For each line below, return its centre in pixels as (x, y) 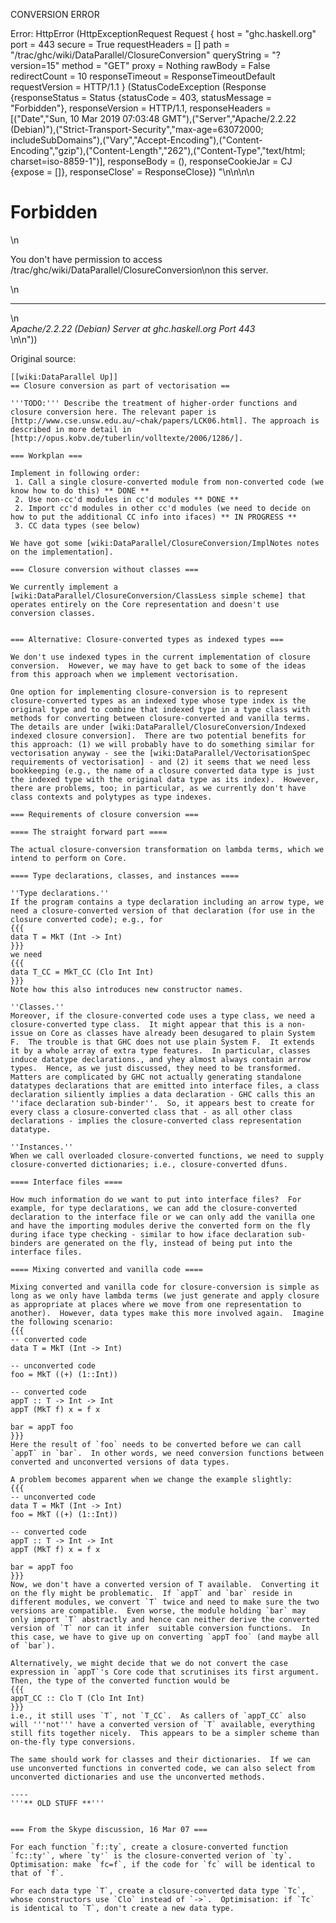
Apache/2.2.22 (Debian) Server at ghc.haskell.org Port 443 (133, 328)
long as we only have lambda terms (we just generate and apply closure (165, 1295)
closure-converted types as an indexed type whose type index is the (158, 700)
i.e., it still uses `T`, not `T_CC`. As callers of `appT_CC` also (158, 1715)
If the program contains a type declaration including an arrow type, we (167, 902)
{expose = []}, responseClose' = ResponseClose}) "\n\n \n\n (132, 172)
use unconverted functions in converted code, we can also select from (162, 1768)
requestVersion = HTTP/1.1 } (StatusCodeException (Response (138, 87)
